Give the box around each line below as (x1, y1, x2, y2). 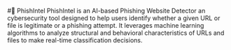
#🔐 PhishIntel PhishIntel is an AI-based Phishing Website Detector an (7, 7, 206, 15)
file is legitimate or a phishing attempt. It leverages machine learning (7, 22, 204, 29)
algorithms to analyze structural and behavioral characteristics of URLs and (7, 28, 225, 37)
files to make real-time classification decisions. (7, 36, 143, 44)
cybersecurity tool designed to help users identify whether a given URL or (7, 14, 220, 22)
